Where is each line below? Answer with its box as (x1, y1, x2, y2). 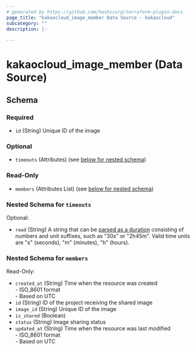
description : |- (6, 26, 47, 32)
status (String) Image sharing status (15, 318, 106, 326)
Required (6, 113, 34, 122)
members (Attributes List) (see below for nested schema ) (15, 185, 154, 192)
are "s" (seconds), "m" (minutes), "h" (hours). (15, 239, 130, 246)
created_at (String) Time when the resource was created (15, 279, 158, 287)
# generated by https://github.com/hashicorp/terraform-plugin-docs (6, 9, 183, 15)
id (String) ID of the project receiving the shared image (15, 299, 153, 306)
